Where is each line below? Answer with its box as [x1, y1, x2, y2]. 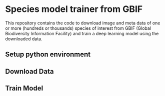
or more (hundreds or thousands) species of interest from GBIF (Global [5, 25, 151, 31]
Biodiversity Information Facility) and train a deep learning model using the [5, 30, 159, 36]
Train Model [5, 84, 43, 93]
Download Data [5, 67, 54, 76]
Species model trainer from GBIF [5, 3, 143, 15]
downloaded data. [5, 36, 42, 42]
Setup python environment [5, 50, 91, 59]
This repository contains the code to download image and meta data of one [5, 20, 160, 26]
